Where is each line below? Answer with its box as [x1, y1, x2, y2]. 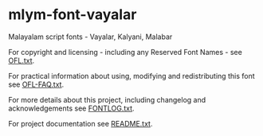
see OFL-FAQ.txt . [8, 80, 65, 89]
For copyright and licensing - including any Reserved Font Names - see [8, 47, 243, 56]
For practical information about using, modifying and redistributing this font [8, 71, 255, 80]
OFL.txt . [8, 56, 35, 65]
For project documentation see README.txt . [8, 119, 153, 128]
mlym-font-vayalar [8, 6, 137, 24]
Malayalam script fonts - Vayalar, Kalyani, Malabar [8, 32, 173, 41]
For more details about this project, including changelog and [8, 95, 206, 104]
